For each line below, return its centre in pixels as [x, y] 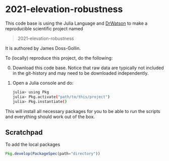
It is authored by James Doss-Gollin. [43, 48]
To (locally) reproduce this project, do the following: [59, 58]
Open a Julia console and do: [43, 83]
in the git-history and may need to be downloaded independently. [80, 73]
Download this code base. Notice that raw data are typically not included [88, 68]
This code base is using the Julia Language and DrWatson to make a [76, 23]
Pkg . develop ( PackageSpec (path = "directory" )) [53, 154]
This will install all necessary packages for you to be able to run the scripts [83, 111]
